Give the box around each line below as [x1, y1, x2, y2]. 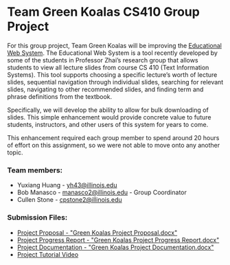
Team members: [7, 165, 63, 175]
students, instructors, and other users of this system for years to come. [7, 120, 209, 128]
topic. [7, 148, 23, 157]
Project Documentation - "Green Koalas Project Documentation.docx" [16, 243, 214, 251]
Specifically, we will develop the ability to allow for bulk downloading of [7, 106, 209, 114]
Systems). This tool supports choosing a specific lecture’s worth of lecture [7, 70, 218, 79]
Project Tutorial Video [16, 250, 79, 258]
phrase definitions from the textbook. [7, 92, 113, 100]
